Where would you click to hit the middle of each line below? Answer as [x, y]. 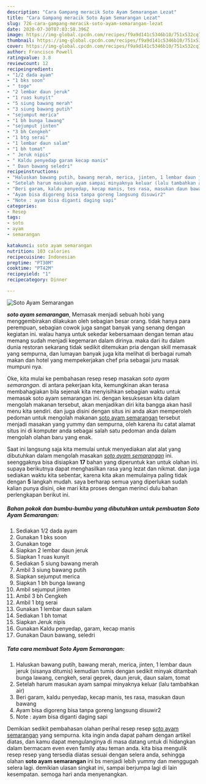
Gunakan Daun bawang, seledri [55, 635]
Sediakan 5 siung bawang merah [57, 563]
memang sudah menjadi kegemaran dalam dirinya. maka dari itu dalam [96, 340]
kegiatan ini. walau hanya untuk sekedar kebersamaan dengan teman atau [100, 334]
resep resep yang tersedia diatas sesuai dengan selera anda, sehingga [96, 755]
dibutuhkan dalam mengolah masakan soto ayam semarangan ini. [90, 455]
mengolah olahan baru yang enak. [50, 437]
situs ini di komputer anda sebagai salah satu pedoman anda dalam [92, 431]
